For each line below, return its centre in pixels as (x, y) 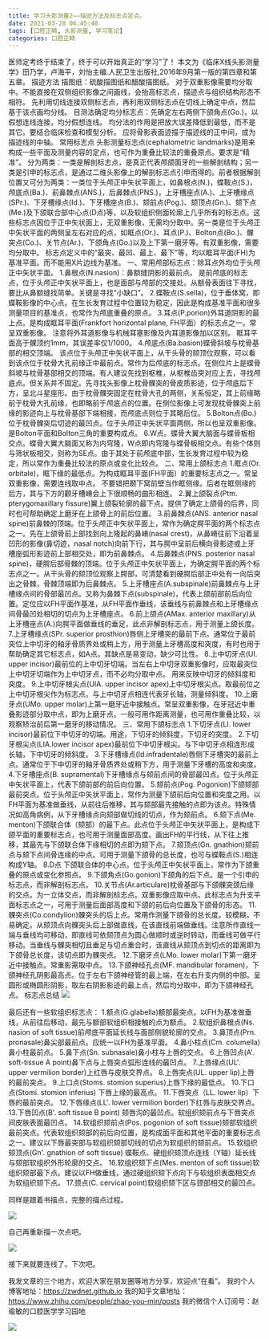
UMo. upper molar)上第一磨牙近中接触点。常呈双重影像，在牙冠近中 (137, 704)
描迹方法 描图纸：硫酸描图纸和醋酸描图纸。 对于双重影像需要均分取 (142, 82)
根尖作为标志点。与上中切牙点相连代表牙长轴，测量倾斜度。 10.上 (143, 694)
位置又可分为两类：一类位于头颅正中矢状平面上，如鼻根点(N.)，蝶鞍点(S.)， (133, 182)
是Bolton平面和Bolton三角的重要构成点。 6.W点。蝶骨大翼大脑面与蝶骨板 (128, 433)
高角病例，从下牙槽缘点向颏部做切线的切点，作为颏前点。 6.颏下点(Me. (139, 815)
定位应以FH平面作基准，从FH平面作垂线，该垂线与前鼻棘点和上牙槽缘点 (140, 604)
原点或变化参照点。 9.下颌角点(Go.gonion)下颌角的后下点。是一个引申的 (141, 875)
